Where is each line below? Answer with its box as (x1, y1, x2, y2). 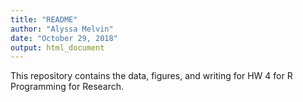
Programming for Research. (10, 81, 125, 93)
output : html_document (10, 42, 105, 53)
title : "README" (10, 14, 78, 25)
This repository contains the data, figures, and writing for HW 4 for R (10, 70, 293, 82)
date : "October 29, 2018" (10, 33, 118, 43)
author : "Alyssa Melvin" (10, 24, 114, 34)
